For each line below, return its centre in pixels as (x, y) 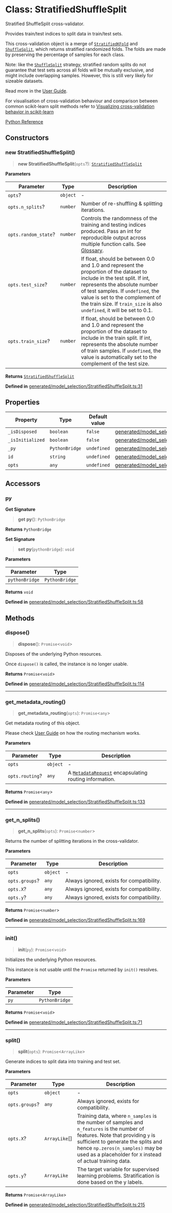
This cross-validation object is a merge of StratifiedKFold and (72, 43)
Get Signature (20, 510)
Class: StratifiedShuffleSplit (66, 10)
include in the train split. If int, (116, 338)
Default (98, 417)
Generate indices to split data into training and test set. (63, 1061)
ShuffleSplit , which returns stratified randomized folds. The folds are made (86, 49)
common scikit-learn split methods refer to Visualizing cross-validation (80, 106)
